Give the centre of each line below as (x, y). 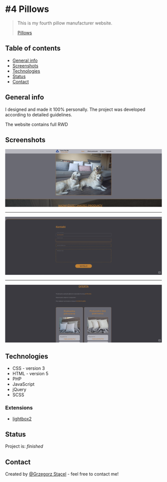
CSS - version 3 (29, 368)
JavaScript (23, 384)
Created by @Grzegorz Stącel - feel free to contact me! (62, 474)
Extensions (19, 408)
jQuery (19, 390)
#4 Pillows (27, 9)
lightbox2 (22, 419)
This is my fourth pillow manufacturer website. (65, 23)
